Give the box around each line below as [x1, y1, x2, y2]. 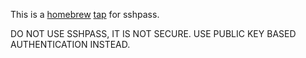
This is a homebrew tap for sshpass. [10, 9, 160, 20]
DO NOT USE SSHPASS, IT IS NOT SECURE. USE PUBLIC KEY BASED [10, 28, 297, 39]
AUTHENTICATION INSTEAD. [10, 39, 131, 50]
